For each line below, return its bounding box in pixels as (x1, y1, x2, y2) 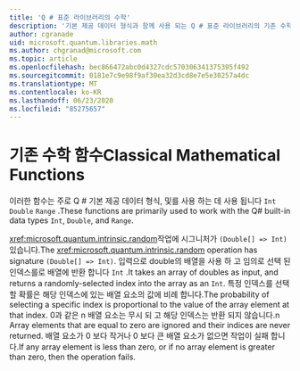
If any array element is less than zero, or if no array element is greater (18, 342, 275, 352)
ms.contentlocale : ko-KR (9, 87, 102, 96)
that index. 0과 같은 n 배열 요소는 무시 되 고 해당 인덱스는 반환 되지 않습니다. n (9, 309, 280, 321)
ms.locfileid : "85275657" (9, 104, 105, 113)
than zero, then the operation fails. (9, 351, 137, 362)
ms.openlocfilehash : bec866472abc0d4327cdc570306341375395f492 (9, 63, 250, 72)
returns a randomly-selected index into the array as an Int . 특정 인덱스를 (9, 278, 274, 289)
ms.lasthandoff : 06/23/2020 (9, 95, 114, 105)
